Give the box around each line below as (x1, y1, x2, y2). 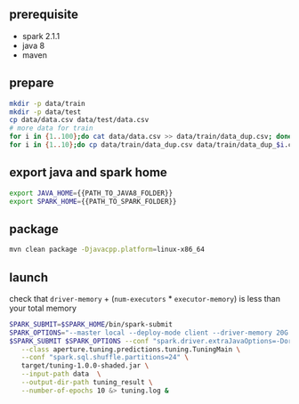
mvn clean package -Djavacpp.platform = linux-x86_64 (9, 245, 205, 255)
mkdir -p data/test (9, 107, 82, 117)
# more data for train (9, 124, 93, 133)
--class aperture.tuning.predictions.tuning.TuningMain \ (20, 344, 241, 354)
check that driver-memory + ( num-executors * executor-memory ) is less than (9, 293, 281, 303)
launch (9, 270, 49, 285)
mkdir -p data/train (9, 99, 86, 108)
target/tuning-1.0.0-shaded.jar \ (20, 361, 149, 370)
